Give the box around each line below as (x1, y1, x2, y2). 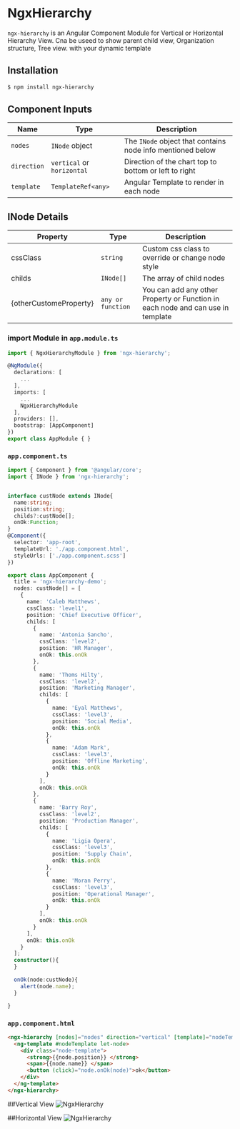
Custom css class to (142, 244, 210, 254)
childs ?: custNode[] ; (14, 512, 75, 519)
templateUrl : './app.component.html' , (14, 545, 130, 553)
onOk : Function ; (14, 519, 59, 526)
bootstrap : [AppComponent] (14, 422, 94, 429)
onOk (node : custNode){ (14, 976, 79, 983)
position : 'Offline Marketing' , (52, 758, 149, 765)
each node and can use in (142, 303, 229, 313)
